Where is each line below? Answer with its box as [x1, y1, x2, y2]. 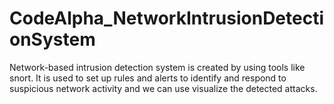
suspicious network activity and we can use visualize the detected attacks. [9, 82, 318, 94]
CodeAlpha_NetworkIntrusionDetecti [9, 7, 325, 30]
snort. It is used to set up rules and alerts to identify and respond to [9, 72, 287, 84]
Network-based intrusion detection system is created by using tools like [9, 61, 306, 73]
